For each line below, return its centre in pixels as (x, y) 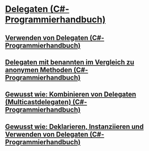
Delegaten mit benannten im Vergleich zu (70, 62)
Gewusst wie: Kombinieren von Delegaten (71, 94)
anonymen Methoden (39, 70)
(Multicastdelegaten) (38, 102)
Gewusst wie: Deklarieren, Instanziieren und (74, 127)
